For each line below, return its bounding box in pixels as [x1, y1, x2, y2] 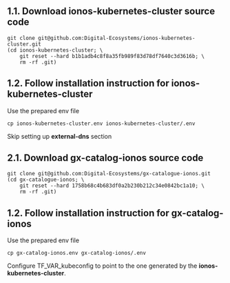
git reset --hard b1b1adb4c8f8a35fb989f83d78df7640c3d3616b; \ [19, 52, 205, 59]
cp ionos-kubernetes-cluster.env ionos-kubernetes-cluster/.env [7, 120, 196, 127]
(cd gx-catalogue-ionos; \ [7, 176, 85, 184]
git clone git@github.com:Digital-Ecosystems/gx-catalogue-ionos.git [7, 170, 211, 177]
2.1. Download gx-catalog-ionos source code [7, 152, 204, 164]
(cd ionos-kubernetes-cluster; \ [7, 46, 103, 54]
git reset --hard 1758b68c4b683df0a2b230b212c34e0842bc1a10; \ [19, 182, 205, 189]
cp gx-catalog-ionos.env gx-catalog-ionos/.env [7, 250, 147, 257]
